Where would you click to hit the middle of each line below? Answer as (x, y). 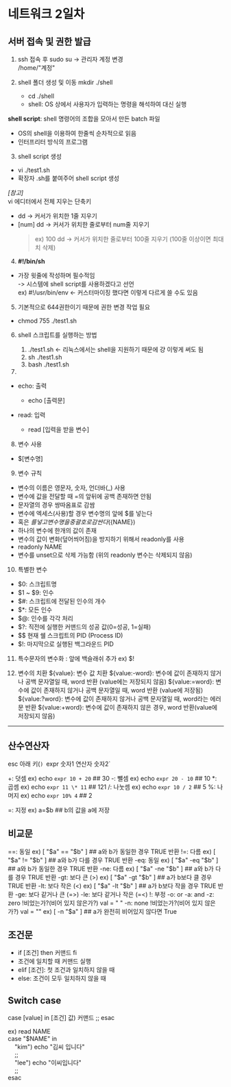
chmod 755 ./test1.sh (47, 321)
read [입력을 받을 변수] (59, 429)
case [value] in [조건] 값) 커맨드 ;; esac (61, 1018)
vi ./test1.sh (34, 170)
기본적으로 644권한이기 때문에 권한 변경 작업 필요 (84, 307)
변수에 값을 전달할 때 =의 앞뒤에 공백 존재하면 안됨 (85, 496)
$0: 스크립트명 (37, 584)
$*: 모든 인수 (35, 610)
